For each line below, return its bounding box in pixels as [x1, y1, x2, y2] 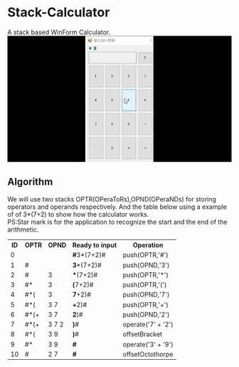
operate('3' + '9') [122, 340, 174, 348]
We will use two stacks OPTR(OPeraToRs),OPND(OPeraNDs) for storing [7, 195, 217, 203]
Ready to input [72, 241, 117, 249]
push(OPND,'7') [122, 290, 170, 299]
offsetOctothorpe [122, 350, 174, 358]
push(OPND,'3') [122, 261, 170, 269]
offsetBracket [122, 330, 162, 338]
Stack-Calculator [7, 4, 110, 21]
